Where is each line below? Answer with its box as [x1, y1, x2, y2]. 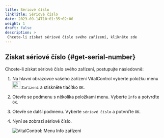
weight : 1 [5, 21, 26, 26]
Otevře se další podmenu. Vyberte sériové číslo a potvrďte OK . [12, 108, 141, 114]
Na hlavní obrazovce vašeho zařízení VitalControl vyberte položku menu [12, 75, 159, 81]
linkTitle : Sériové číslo [5, 12, 58, 17]
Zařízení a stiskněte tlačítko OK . [21, 84, 85, 90]
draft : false [5, 26, 32, 31]
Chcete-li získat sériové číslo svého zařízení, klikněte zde [7, 35, 137, 40]
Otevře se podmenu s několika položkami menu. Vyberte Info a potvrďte [12, 94, 160, 100]
